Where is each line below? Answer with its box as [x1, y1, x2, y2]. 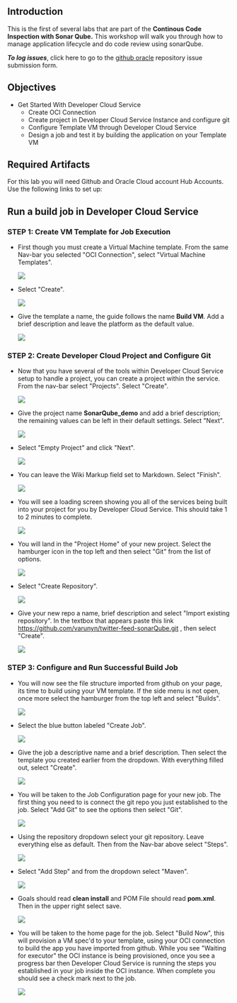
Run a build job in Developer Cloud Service [7, 205, 200, 217]
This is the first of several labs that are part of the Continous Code [7, 24, 202, 33]
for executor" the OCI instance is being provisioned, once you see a [17, 951, 216, 960]
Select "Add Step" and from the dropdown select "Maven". [17, 867, 189, 875]
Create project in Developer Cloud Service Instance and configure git [28, 115, 230, 124]
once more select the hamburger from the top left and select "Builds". [17, 694, 221, 702]
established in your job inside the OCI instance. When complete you [17, 966, 216, 975]
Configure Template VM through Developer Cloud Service [28, 123, 197, 131]
